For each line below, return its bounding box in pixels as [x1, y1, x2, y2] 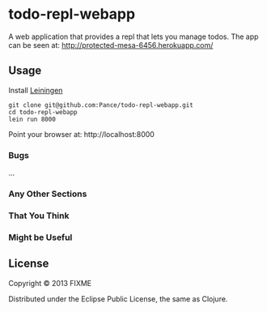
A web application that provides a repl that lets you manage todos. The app [8, 32, 259, 41]
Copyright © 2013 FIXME [8, 278, 91, 288]
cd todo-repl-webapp [8, 108, 78, 116]
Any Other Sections [8, 188, 87, 199]
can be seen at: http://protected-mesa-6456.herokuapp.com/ [8, 40, 214, 49]
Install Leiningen [8, 85, 63, 95]
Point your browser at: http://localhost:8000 [8, 129, 155, 139]
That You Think [8, 210, 70, 221]
